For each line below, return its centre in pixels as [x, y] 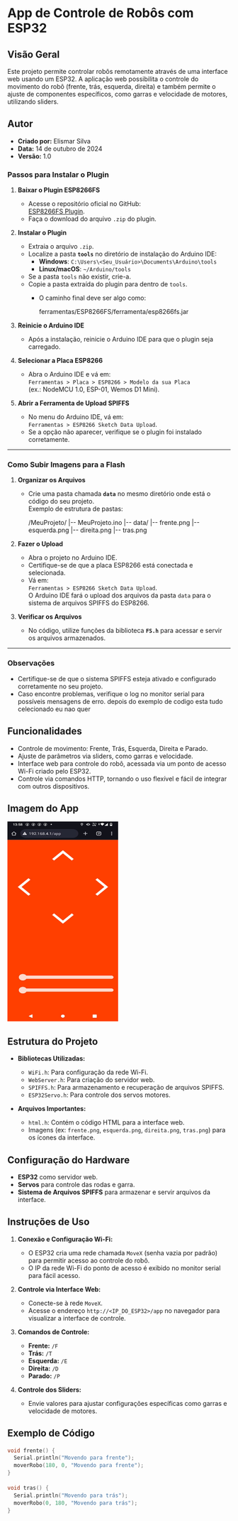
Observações [31, 664]
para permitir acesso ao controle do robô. [89, 1260]
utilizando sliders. [33, 102]
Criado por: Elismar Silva [54, 141]
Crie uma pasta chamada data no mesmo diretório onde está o [119, 494]
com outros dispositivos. [53, 786]
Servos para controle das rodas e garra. [76, 1184]
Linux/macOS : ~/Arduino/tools [85, 269]
